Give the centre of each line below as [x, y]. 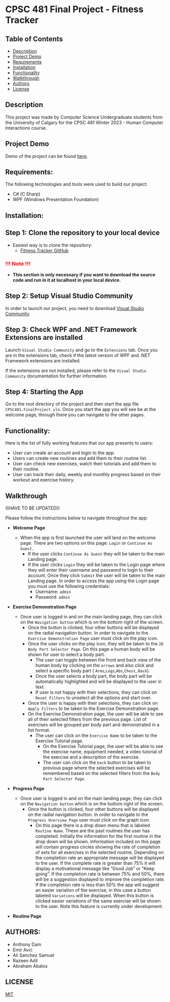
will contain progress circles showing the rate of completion [98, 847]
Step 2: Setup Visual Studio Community [69, 296]
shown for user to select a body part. [66, 654]
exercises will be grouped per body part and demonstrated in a [94, 725]
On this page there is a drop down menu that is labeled [93, 825]
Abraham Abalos [30, 966]
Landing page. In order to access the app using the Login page [93, 581]
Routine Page [27, 916]
